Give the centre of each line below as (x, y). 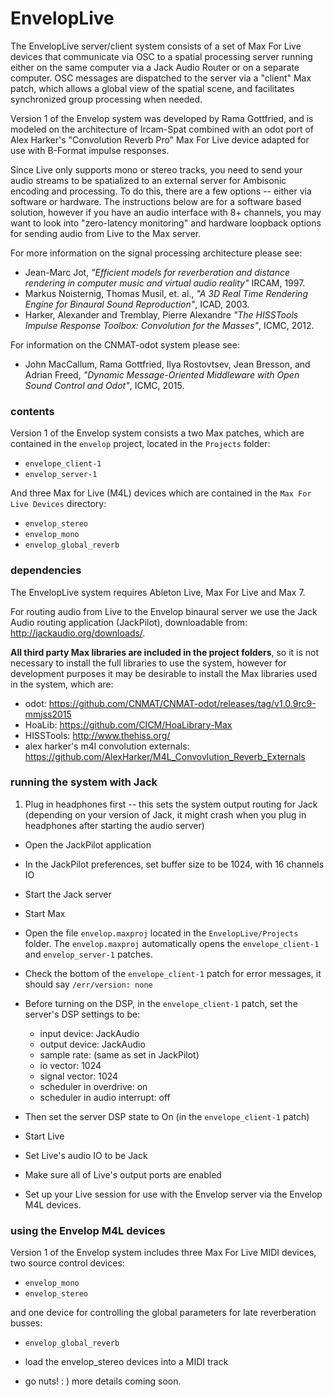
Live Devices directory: (58, 504)
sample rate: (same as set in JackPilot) (119, 1054)
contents (32, 411)
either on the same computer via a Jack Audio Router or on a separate (155, 67)
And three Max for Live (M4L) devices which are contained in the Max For (161, 493)
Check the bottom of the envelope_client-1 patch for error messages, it (173, 973)
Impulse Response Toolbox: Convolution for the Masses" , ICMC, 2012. (169, 325)
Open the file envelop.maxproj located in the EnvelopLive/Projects (161, 933)
